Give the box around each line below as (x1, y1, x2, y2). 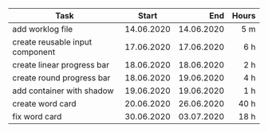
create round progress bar (12, 72, 111, 83)
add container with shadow (12, 85, 114, 96)
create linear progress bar (12, 60, 110, 70)
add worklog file (12, 24, 73, 34)
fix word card (12, 111, 62, 122)
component (12, 47, 56, 57)
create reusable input (12, 37, 93, 47)
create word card (12, 99, 77, 109)
